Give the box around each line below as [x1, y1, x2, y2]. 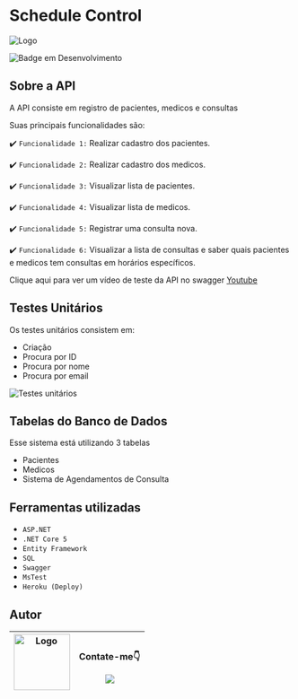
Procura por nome [22, 361, 90, 371]
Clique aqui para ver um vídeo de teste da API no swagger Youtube [9, 275, 258, 285]
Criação [22, 342, 52, 353]
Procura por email [22, 370, 89, 381]
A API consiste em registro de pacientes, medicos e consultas [9, 102, 239, 113]
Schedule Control [9, 5, 142, 26]
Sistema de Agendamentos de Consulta [22, 474, 170, 485]
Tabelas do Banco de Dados [9, 414, 168, 429]
